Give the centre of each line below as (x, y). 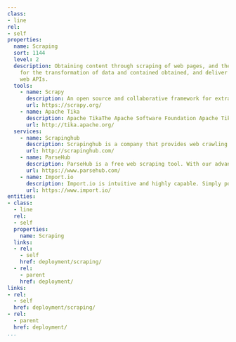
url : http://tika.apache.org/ (70, 125)
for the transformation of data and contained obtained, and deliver (124, 72)
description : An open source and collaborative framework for (119, 99)
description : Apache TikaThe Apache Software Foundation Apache (122, 118)
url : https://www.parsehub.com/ (73, 170)
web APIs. (34, 79)
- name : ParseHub (45, 158)
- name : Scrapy (42, 92)
